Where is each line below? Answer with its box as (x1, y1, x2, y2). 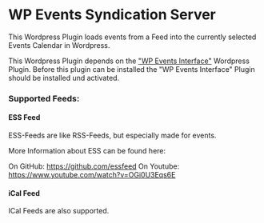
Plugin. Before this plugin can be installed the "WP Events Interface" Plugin (8, 64, 255, 74)
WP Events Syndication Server (8, 6, 216, 24)
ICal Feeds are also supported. (8, 206, 110, 216)
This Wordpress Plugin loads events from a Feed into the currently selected (8, 32, 257, 42)
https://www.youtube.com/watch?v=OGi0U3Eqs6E (8, 170, 176, 180)
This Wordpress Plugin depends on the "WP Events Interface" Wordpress (8, 56, 250, 66)
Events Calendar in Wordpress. (8, 40, 110, 50)
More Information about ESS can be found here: (8, 146, 166, 156)
